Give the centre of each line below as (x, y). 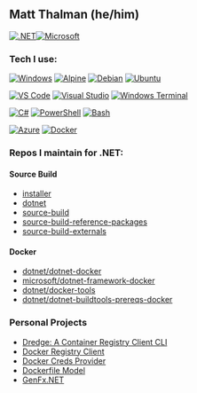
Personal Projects (48, 323)
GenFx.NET (43, 380)
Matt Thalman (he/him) (75, 15)
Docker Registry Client (63, 351)
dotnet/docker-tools (59, 290)
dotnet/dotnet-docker (62, 271)
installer (36, 193)
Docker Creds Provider (64, 361)
